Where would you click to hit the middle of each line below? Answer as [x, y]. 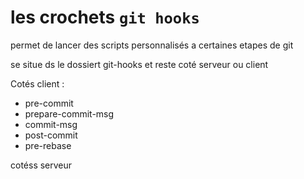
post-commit [51, 135]
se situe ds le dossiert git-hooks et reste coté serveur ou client [139, 64]
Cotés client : [37, 83]
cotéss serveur [41, 165]
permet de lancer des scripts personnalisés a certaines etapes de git [152, 45]
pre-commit [49, 103]
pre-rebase [48, 145]
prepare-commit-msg [69, 113]
